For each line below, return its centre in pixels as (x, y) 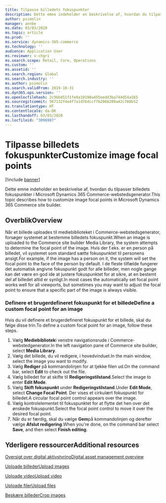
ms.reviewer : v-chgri (27, 56)
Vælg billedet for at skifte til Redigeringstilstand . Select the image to (82, 377)
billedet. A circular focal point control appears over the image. (75, 398)
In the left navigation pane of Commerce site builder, (104, 345)
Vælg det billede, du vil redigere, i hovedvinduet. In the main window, (82, 356)
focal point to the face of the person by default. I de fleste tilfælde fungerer (82, 264)
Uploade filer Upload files (30, 486)
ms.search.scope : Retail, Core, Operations (51, 60)
